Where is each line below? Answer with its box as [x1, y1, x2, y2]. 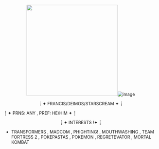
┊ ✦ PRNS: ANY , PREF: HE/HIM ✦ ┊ [4, 110, 76, 116]
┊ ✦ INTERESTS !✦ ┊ [59, 119, 102, 125]
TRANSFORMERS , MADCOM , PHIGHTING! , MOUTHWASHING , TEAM [11, 129, 155, 134]
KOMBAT [11, 139, 30, 145]
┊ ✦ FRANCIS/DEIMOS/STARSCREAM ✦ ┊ [38, 101, 123, 106]
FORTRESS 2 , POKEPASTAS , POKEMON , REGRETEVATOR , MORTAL [11, 134, 152, 140]
